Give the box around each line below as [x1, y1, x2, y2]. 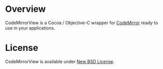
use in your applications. [5, 25, 55, 31]
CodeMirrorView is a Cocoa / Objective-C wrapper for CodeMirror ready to [5, 20, 159, 26]
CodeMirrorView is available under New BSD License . [5, 58, 115, 65]
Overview [5, 3, 46, 15]
